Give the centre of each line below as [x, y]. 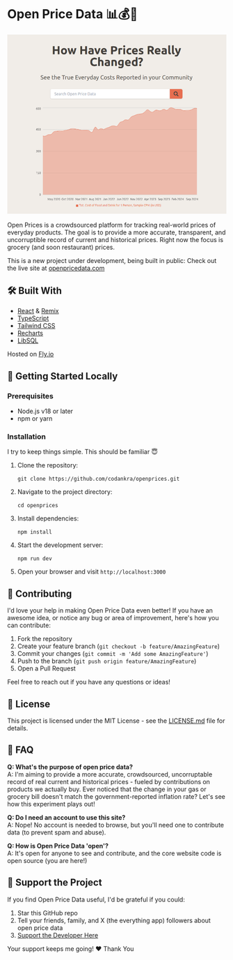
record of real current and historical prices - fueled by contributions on [109, 781]
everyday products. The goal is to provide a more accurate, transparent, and [116, 232]
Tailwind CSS [36, 326]
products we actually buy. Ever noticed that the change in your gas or [107, 789]
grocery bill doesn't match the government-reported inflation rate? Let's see [116, 796]
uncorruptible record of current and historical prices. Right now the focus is [115, 239]
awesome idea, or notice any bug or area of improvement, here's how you [113, 618]
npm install [34, 532]
